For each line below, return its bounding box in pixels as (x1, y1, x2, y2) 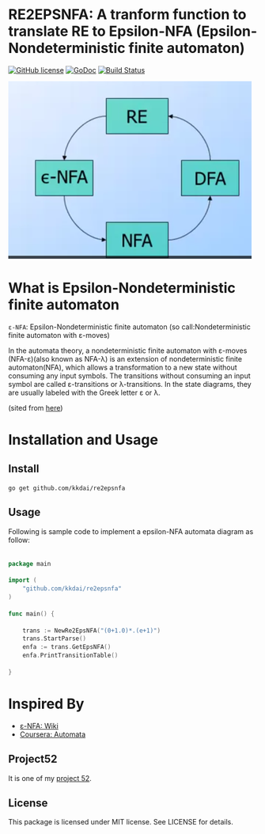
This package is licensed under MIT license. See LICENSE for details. (8, 817, 233, 827)
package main (8, 559, 51, 567)
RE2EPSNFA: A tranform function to (8, 6, 247, 24)
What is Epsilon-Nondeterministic (8, 279, 236, 298)
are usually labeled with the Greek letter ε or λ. (8, 388, 161, 397)
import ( (8, 576, 37, 585)
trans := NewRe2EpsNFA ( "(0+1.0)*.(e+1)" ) (22, 627, 161, 635)
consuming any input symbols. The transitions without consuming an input (8, 370, 251, 381)
